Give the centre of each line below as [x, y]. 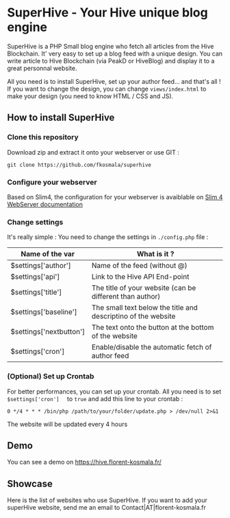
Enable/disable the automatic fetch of [152, 347]
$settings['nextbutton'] [48, 332]
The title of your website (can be [144, 288]
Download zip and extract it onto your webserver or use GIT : [93, 152]
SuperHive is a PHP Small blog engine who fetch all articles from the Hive [111, 46]
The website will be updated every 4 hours [67, 424]
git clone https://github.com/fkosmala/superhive [79, 165]
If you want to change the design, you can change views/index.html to [107, 89]
